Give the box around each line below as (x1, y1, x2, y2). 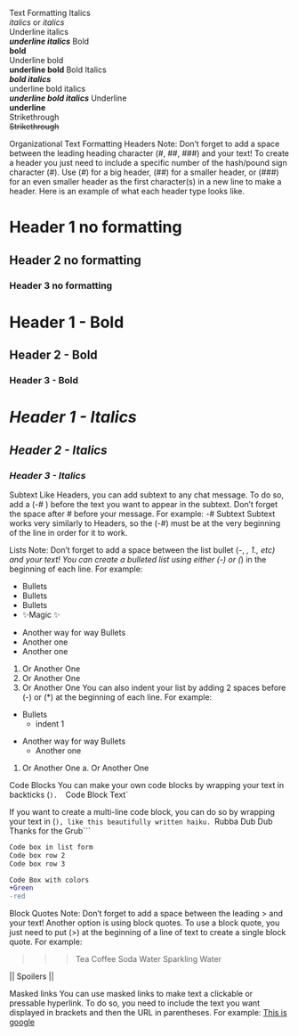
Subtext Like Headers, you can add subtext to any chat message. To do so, (9, 489, 285, 500)
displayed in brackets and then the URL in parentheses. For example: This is (9, 1007, 287, 1018)
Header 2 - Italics (9, 442, 108, 457)
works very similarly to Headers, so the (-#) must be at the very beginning (9, 517, 281, 529)
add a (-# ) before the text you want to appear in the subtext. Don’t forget (9, 498, 278, 509)
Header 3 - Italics (9, 469, 86, 481)
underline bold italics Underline (9, 93, 127, 103)
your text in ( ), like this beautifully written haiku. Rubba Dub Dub (9, 816, 273, 826)
